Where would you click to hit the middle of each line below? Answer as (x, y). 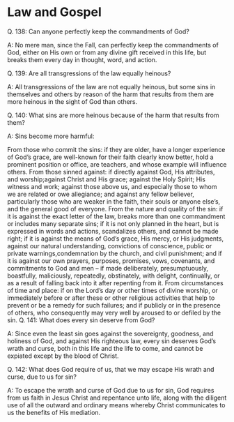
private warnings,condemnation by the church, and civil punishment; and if (115, 253)
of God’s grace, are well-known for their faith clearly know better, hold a (110, 157)
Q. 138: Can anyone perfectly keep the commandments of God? (98, 31)
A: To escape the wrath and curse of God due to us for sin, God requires (111, 390)
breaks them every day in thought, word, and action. (82, 59)
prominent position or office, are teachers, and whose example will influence (117, 164)
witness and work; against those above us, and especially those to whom (112, 186)
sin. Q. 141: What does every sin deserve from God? (81, 320)
